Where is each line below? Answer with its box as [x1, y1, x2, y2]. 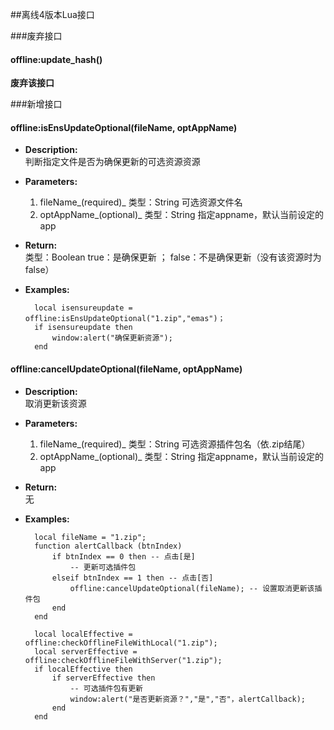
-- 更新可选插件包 [69, 562, 137, 572]
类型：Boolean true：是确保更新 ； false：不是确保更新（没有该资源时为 [24, 251, 322, 263]
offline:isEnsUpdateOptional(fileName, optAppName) [10, 121, 238, 133]
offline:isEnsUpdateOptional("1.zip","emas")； [24, 314, 226, 324]
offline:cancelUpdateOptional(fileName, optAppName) [10, 363, 243, 375]
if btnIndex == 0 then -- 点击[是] [51, 551, 196, 562]
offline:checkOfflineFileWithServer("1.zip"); [24, 655, 223, 665]
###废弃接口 [10, 30, 63, 42]
